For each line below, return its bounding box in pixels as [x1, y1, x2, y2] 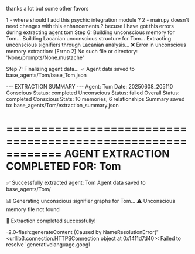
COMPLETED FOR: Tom [6, 160, 121, 173]
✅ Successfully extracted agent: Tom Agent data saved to [6, 179, 146, 186]
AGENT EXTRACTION [64, 147, 170, 161]
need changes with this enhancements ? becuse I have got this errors [6, 23, 175, 29]
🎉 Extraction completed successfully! [6, 217, 96, 224]
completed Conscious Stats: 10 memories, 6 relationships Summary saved [6, 96, 185, 102]
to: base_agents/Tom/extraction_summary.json [6, 102, 119, 109]
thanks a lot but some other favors [6, 5, 89, 12]
